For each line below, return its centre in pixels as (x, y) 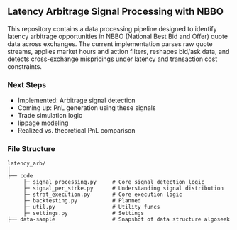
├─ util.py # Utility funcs (92, 207)
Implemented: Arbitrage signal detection (77, 100)
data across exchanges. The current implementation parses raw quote (110, 44)
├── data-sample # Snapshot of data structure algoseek (119, 219)
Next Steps (27, 84)
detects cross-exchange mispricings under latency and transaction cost (112, 59)
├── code (20, 176)
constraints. (25, 66)
